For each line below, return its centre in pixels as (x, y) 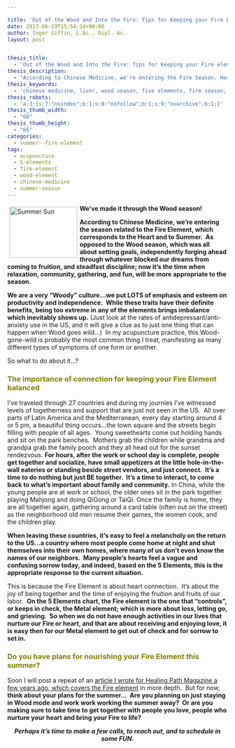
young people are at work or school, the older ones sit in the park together (115, 492)
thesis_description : (37, 71)
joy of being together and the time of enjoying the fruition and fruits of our (114, 593)
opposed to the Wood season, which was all (144, 244)
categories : (24, 136)
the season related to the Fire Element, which (146, 229)
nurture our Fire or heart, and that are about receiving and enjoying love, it (117, 623)
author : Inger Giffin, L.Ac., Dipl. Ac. (67, 33)
